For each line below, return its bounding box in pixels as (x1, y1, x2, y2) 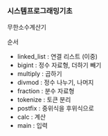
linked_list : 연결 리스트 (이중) (17, 52, 98, 61)
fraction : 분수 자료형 (17, 87, 75, 95)
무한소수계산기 (7, 23, 47, 32)
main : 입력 (17, 122, 48, 130)
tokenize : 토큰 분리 (17, 95, 71, 104)
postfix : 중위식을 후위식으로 (17, 104, 95, 113)
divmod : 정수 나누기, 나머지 (17, 78, 94, 87)
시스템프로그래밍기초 (7, 6, 73, 15)
